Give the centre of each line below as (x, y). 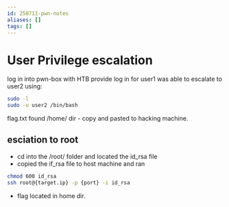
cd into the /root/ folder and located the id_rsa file (87, 156)
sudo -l (18, 99)
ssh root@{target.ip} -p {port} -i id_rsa (69, 182)
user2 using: (25, 86)
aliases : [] (24, 20)
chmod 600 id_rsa (32, 176)
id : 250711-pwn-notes (38, 13)
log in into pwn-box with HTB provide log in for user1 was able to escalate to (115, 79)
